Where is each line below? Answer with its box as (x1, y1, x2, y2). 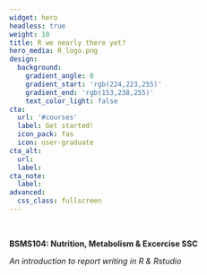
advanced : (9, 188, 47, 197)
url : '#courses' (17, 113, 78, 122)
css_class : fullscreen (17, 196, 102, 206)
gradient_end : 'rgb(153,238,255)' (25, 88, 154, 97)
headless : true (9, 21, 66, 30)
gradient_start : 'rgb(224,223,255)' (25, 80, 163, 89)
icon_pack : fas (17, 130, 74, 139)
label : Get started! (17, 122, 94, 131)
